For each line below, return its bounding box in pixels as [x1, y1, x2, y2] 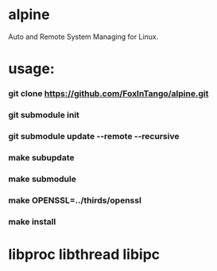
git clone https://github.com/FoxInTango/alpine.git [8, 88, 209, 99]
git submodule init [8, 109, 79, 120]
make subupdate [8, 152, 75, 163]
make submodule [8, 173, 77, 184]
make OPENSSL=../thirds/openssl [8, 195, 141, 206]
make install [8, 216, 56, 227]
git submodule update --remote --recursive [8, 130, 180, 141]
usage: [8, 60, 56, 78]
